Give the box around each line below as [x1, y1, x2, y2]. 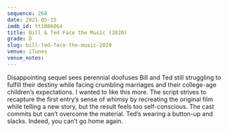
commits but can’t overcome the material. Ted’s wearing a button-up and [7, 109, 214, 118]
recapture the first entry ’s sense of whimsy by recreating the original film [7, 95, 214, 103]
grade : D [7, 36, 32, 42]
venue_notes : [7, 55, 45, 62]
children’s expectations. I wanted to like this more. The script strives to [7, 88, 207, 96]
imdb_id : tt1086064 [7, 23, 63, 29]
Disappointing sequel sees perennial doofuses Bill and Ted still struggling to [7, 73, 222, 81]
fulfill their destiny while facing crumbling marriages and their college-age [7, 80, 217, 89]
